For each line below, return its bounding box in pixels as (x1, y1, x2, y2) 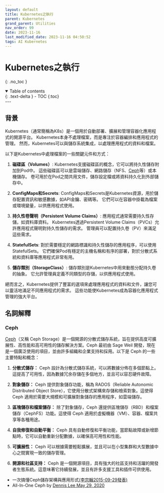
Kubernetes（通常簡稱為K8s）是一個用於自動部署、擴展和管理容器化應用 (5, 128, 152, 134)
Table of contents (9, 88, 45, 94)
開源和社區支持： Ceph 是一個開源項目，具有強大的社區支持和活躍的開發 (12, 461, 159, 466)
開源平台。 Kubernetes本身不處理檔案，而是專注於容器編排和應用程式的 (13, 134, 158, 140)
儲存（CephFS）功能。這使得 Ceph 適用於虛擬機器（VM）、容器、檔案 (12, 410, 154, 416)
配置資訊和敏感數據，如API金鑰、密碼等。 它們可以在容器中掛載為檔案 (16, 196, 158, 202)
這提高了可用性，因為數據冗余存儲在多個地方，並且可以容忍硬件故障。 (12, 371, 154, 377)
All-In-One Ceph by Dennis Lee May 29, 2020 (12, 483, 105, 489)
